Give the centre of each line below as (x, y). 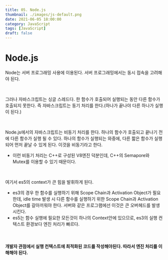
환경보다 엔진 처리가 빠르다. (53, 224)
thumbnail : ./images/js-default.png (43, 15)
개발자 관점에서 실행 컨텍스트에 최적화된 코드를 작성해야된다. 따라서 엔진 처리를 (81, 246)
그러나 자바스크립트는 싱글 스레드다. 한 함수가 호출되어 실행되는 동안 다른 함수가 (83, 99)
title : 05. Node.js (26, 10)
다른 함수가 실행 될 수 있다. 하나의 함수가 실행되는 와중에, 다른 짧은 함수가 (82, 138)
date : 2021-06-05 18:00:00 (33, 19)
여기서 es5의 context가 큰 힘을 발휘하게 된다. (49, 182)
